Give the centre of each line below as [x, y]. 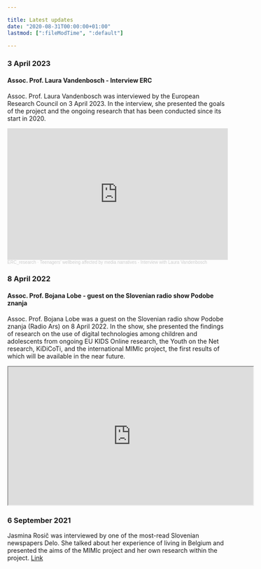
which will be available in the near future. [66, 356]
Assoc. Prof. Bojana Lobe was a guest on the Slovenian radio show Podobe [115, 319]
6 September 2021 [39, 520]
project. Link [25, 558]
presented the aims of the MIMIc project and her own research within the [113, 550]
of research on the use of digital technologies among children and [102, 333]
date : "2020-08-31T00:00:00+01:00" [59, 26]
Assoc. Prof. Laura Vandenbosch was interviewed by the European [103, 96]
